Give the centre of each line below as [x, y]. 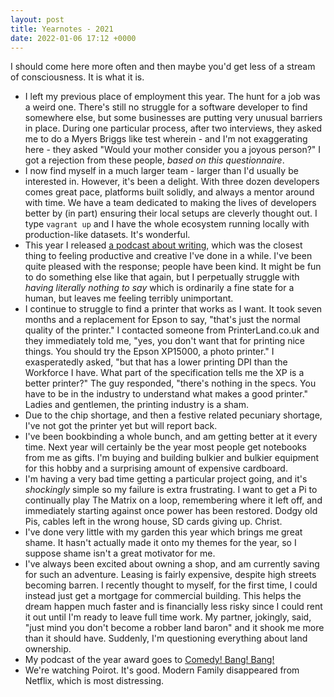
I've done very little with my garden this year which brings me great [163, 532]
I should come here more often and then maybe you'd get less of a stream [163, 67]
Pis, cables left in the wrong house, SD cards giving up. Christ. [153, 522]
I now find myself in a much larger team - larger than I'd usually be [161, 171]
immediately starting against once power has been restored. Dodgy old [171, 511]
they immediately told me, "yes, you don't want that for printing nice [165, 341]
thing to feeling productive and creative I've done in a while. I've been [168, 256]
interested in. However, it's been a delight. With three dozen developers [172, 182]
